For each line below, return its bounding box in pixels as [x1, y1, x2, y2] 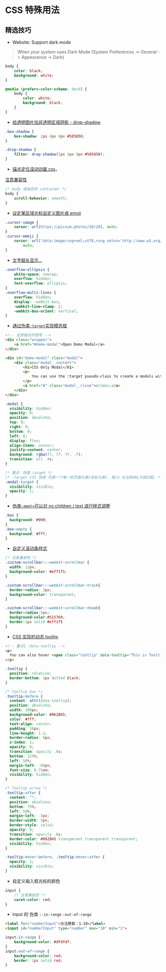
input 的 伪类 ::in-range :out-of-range [12, 911, 92, 917]
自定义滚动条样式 [12, 545, 47, 551]
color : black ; [14, 68, 43, 73]
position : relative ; [9, 671, 52, 676]
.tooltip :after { [5, 790, 41, 795]
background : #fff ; [9, 531, 48, 536]
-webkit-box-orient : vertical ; [14, 309, 79, 314]
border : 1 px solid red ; [14, 958, 63, 963]
